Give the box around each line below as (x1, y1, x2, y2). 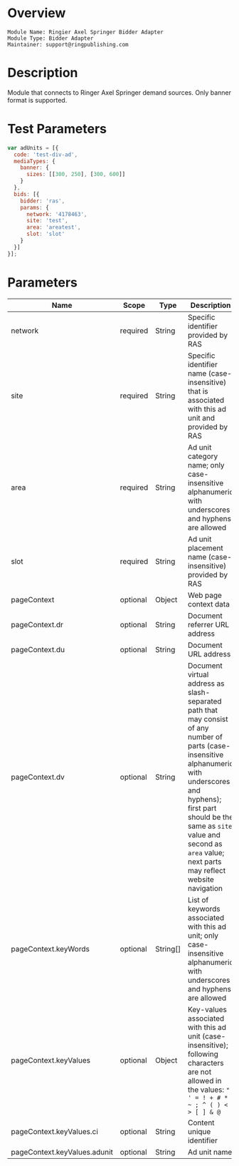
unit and (187, 413, 216, 423)
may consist (187, 714, 228, 724)
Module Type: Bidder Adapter (7, 34, 94, 42)
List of (187, 894, 209, 904)
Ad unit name (187, 1147, 233, 1157)
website (187, 874, 215, 884)
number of (187, 732, 223, 742)
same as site (187, 821, 233, 831)
